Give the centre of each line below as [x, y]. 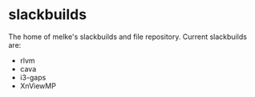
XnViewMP [38, 86]
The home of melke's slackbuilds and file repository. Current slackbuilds [127, 37]
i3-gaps [33, 77]
